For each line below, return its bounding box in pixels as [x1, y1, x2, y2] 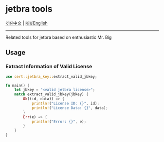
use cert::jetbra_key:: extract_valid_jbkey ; [5, 74, 97, 79]
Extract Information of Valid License [5, 63, 92, 70]
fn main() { [5, 83, 30, 88]
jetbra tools [5, 3, 53, 15]
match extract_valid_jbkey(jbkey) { [14, 92, 89, 97]
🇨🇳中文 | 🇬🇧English [5, 20, 48, 26]
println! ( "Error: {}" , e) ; [31, 119, 87, 124]
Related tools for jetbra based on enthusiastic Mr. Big [5, 34, 112, 40]
